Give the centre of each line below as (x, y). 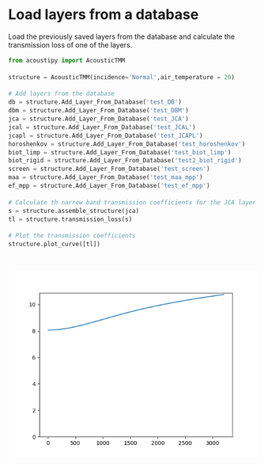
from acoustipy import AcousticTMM (67, 60)
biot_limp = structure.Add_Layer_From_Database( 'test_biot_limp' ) (120, 152)
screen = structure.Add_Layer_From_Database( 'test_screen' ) (109, 169)
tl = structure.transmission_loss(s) (70, 219)
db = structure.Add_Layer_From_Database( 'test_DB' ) (95, 102)
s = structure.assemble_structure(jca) (74, 211)
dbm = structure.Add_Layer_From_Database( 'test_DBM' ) (99, 111)
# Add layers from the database (61, 94)
